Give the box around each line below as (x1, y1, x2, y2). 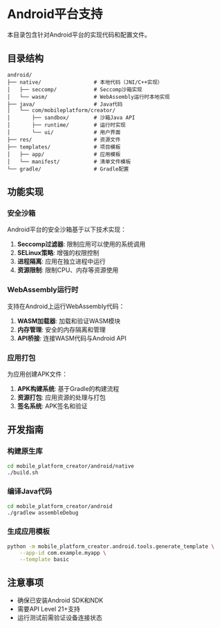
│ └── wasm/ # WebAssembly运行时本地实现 (7, 93, 171, 100)
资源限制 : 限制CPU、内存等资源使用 (17, 266, 119, 274)
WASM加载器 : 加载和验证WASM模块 (17, 316, 121, 325)
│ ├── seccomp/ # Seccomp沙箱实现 (7, 86, 143, 93)
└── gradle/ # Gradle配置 (7, 165, 129, 173)
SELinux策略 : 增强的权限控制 (17, 249, 99, 257)
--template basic (19, 555, 70, 563)
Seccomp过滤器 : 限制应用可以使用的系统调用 (17, 240, 146, 249)
